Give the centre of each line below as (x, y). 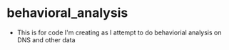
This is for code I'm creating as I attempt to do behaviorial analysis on (119, 32)
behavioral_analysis (67, 13)
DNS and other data (46, 39)
